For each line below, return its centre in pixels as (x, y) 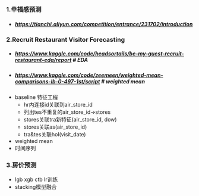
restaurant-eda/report (43, 60)
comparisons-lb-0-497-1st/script (57, 81)
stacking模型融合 (36, 186)
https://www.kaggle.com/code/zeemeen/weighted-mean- (89, 75)
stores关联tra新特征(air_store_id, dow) (70, 120)
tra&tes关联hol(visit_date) (55, 135)
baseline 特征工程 (36, 97)
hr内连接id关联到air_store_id (58, 105)
